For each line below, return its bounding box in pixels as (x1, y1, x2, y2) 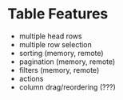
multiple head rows (18, 31, 82, 41)
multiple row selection (18, 39, 93, 49)
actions (18, 74, 44, 83)
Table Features (7, 5, 109, 23)
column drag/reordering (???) (18, 82, 117, 92)
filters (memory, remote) (18, 65, 100, 74)
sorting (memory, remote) (18, 48, 105, 58)
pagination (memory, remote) (18, 57, 116, 66)
